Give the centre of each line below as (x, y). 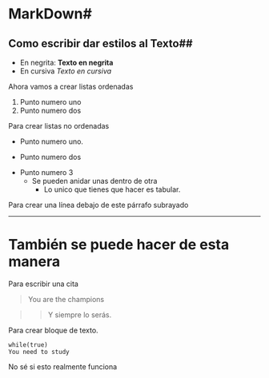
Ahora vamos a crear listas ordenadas (71, 86)
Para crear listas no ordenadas (59, 126)
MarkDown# (50, 14)
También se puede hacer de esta (119, 245)
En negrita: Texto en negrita (66, 62)
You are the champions (66, 299)
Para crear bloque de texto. (53, 330)
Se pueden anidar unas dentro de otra (94, 181)
